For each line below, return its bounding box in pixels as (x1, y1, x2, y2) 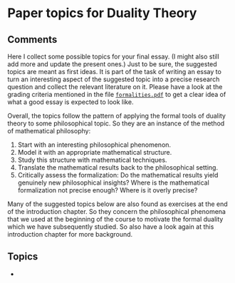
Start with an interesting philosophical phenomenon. (17, 140, 172, 149)
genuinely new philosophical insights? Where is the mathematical (17, 178, 210, 187)
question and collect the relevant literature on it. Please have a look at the (7, 83, 223, 91)
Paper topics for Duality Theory (7, 5, 197, 21)
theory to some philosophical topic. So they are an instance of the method (7, 119, 225, 128)
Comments (7, 34, 58, 46)
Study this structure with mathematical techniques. (17, 155, 167, 164)
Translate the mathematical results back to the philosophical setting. (17, 163, 219, 172)
